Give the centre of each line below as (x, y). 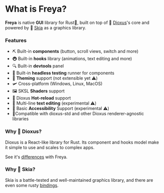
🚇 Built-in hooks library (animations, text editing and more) (72, 59)
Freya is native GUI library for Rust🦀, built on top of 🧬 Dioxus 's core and (77, 22)
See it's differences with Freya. (36, 157)
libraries (20, 119)
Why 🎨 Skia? (20, 170)
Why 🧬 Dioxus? (23, 131)
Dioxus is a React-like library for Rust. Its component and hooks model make (82, 142)
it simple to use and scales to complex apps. (50, 147)
